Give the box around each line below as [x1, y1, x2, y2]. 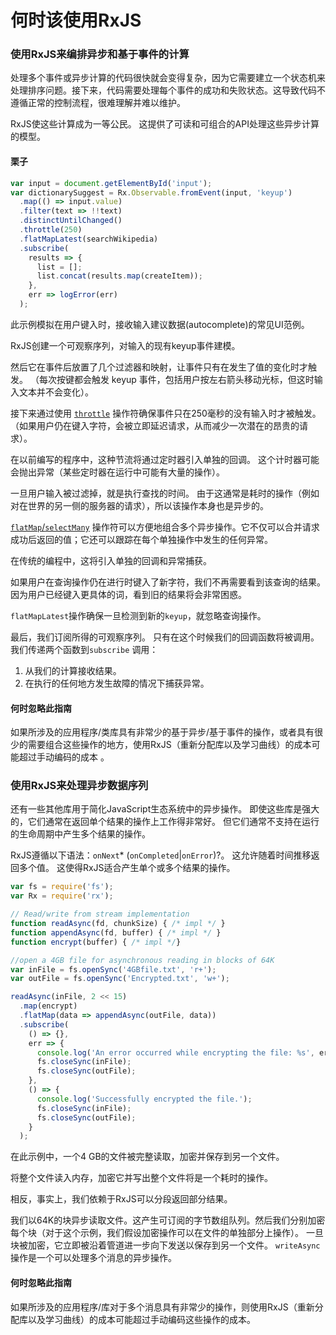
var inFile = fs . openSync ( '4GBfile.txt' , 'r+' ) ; [10, 964, 217, 975]
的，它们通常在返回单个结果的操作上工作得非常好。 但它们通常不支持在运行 [10, 816, 320, 828]
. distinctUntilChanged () [19, 216, 123, 226]
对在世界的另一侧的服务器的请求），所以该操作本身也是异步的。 [10, 499, 269, 511]
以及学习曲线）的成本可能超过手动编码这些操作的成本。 [27, 1313, 256, 1325]
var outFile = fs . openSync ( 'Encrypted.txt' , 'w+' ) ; [10, 974, 230, 984]
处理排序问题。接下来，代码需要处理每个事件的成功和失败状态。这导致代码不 [10, 84, 326, 96]
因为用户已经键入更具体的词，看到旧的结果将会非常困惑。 [10, 588, 247, 600]
